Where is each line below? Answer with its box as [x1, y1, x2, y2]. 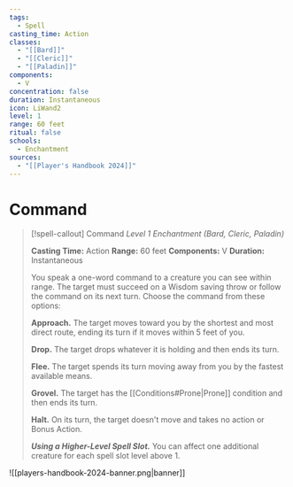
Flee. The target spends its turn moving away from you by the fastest [30, 361, 284, 372]
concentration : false [9, 87, 89, 96]
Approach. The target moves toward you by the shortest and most [30, 318, 274, 329]
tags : [9, 12, 29, 22]
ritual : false [9, 128, 62, 137]
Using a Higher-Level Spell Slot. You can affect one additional [30, 441, 259, 452]
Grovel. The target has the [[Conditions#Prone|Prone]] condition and [30, 388, 283, 398]
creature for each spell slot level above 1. [30, 451, 181, 461]
